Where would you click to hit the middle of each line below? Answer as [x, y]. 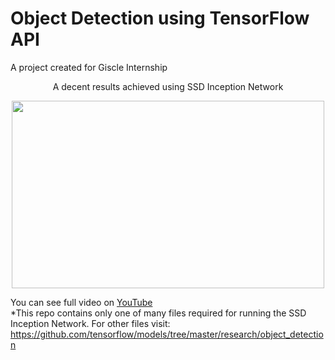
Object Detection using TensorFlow [160, 18]
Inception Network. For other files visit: [90, 323]
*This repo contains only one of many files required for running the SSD [158, 313]
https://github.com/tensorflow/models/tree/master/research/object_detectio [167, 334]
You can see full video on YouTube [81, 302]
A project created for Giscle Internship [89, 67]
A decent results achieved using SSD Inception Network [168, 86]
